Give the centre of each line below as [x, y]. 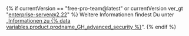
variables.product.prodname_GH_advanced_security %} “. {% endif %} [91, 27]
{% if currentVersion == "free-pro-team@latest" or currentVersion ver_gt [95, 8]
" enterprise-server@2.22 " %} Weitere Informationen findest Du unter [90, 15]
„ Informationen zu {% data [38, 21]
